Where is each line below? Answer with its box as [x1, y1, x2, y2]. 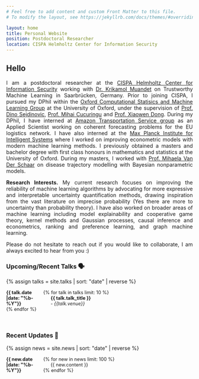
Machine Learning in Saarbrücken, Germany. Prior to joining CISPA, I [6, 91, 193, 98]
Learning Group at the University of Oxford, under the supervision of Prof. [6, 104, 193, 112]
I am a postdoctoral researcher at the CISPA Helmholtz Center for [6, 79, 193, 86]
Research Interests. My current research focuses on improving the [6, 179, 193, 186]
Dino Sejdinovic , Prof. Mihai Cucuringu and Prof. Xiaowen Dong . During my [6, 110, 194, 117]
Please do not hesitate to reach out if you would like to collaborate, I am [6, 241, 193, 248]
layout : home [6, 25, 38, 31]
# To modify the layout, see [6, 14, 78, 20]
